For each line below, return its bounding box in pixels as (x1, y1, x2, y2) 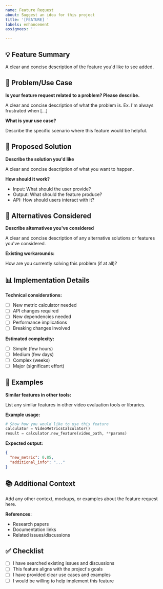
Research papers (12, 521, 49, 527)
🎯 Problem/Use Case (5, 78, 73, 87)
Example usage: (5, 411, 40, 418)
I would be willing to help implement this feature (12, 578, 114, 584)
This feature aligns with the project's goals (12, 566, 103, 572)
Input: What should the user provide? (12, 186, 91, 192)
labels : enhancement (5, 22, 50, 27)
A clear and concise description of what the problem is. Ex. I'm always (5, 102, 154, 108)
